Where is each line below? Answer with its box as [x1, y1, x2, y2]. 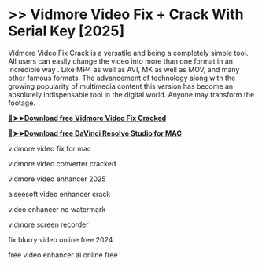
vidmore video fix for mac [8, 144, 92, 153]
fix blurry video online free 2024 [8, 235, 113, 244]
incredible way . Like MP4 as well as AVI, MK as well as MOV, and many [8, 64, 240, 74]
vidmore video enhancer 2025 [8, 174, 106, 184]
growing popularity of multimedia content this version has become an [8, 81, 234, 91]
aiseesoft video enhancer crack [8, 189, 111, 199]
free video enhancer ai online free [8, 250, 118, 260]
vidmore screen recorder [8, 220, 89, 229]
